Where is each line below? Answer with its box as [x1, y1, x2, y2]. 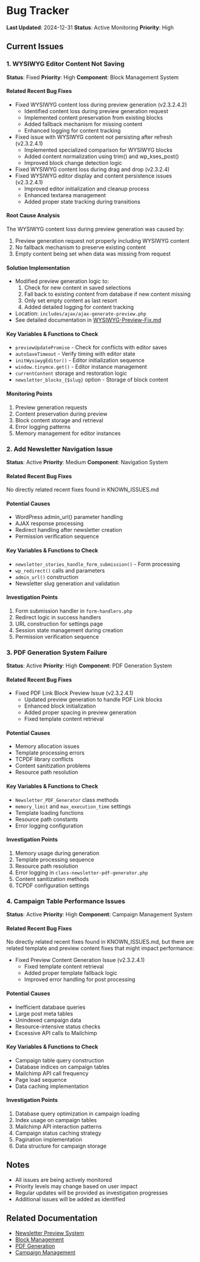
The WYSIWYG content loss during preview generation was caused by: [6, 226, 184, 233]
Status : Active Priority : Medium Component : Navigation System [6, 458, 168, 465]
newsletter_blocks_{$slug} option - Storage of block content [15, 376, 168, 383]
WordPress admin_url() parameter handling [15, 514, 123, 521]
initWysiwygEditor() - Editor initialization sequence [15, 357, 145, 364]
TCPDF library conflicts [15, 756, 74, 763]
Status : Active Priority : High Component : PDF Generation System [6, 662, 172, 669]
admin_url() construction [15, 573, 79, 580]
